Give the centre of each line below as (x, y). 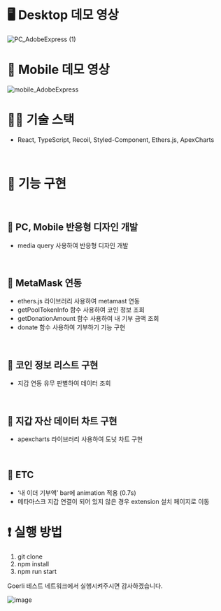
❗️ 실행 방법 (35, 532)
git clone (30, 556)
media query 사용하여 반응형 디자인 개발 (73, 245)
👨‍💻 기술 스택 (41, 120)
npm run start (37, 571)
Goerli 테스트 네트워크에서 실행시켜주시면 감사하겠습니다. (85, 586)
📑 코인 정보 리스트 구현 (53, 365)
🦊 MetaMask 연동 (45, 283)
